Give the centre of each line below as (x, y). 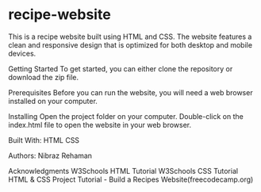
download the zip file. (44, 77)
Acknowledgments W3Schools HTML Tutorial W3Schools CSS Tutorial (123, 171)
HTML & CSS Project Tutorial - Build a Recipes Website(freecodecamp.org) (131, 179)
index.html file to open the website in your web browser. (100, 125)
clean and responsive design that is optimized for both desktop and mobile (130, 44)
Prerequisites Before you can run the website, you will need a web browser (130, 92)
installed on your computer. (53, 101)
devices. (22, 53)
